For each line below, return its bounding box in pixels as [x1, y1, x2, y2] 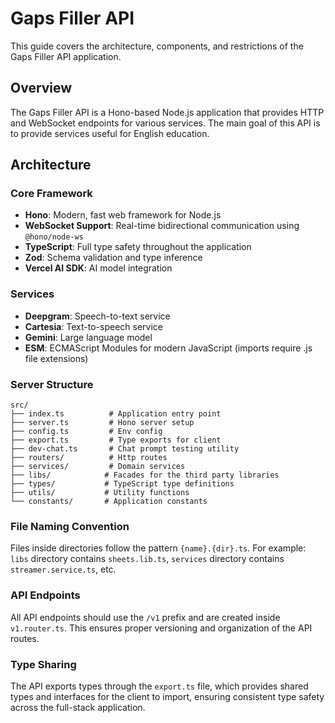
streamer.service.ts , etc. [10, 563, 117, 576]
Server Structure [10, 377, 94, 391]
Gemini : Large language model [24, 331, 153, 343]
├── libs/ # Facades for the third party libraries [10, 470, 280, 481]
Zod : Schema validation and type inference [24, 252, 203, 264]
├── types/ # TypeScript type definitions [10, 479, 235, 489]
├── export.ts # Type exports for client [10, 435, 222, 446]
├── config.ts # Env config [10, 427, 163, 437]
